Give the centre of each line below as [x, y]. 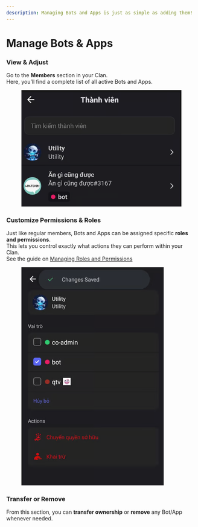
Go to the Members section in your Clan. [57, 75]
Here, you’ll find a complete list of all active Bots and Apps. [79, 82]
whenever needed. [30, 519]
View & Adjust [27, 62]
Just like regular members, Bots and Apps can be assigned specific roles [97, 233]
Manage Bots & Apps [60, 43]
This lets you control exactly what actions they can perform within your [94, 246]
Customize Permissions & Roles [54, 220]
